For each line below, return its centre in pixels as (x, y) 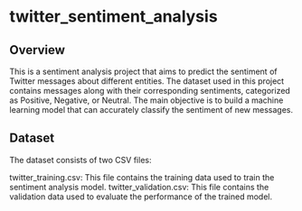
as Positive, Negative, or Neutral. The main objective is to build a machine (146, 100)
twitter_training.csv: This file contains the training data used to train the (142, 177)
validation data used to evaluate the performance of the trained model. (141, 197)
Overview (38, 50)
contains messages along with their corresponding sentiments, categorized (150, 91)
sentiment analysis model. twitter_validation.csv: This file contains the (139, 187)
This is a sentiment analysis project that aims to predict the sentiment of (143, 71)
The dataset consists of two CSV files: (80, 160)
